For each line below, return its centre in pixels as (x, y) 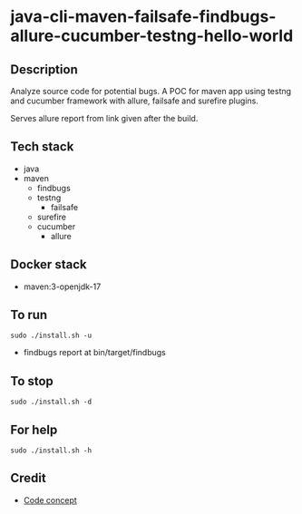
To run (29, 315)
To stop (32, 381)
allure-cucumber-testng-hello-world (152, 36)
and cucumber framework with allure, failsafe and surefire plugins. (135, 101)
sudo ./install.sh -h (51, 451)
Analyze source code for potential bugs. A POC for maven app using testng (151, 91)
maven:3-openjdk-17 (62, 286)
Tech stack (42, 147)
